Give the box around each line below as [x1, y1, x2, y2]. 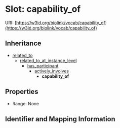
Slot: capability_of [5, 3, 81, 15]
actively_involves [34, 68, 69, 74]
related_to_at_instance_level [19, 58, 77, 64]
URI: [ [5, 20, 17, 26]
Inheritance [5, 39, 41, 48]
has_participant [27, 63, 59, 68]
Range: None [12, 100, 39, 106]
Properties [5, 88, 39, 96]
